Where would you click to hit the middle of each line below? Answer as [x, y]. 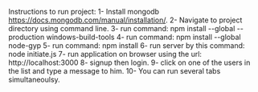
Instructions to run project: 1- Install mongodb [84, 12]
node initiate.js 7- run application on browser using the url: [105, 54]
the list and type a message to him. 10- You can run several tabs [115, 71]
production [27, 37]
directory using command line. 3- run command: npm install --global [122, 28]
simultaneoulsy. [34, 80]
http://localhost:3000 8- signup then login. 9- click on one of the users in [129, 62]
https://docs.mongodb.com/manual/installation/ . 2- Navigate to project [125, 20]
